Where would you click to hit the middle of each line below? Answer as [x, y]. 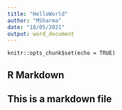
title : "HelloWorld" [38, 14]
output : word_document [41, 34]
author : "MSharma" [34, 21]
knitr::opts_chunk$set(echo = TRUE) [61, 53]
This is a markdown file [60, 99]
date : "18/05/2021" [36, 27]
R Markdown [36, 75]
